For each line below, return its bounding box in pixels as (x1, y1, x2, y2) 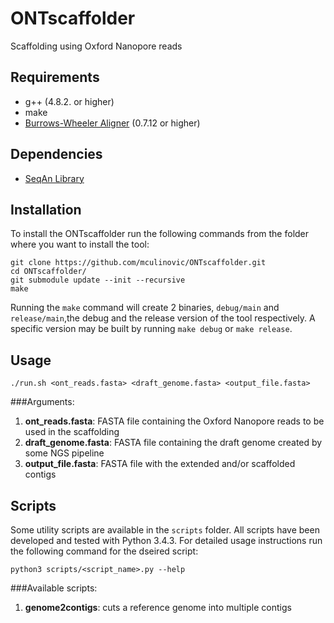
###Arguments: (10, 396, 75, 408)
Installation (10, 201, 82, 218)
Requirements (10, 69, 100, 86)
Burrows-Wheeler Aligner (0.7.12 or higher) (24, 117, 201, 129)
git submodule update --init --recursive (10, 275, 186, 286)
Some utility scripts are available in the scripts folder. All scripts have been (10, 524, 320, 536)
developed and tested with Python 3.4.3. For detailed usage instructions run (10, 535, 323, 546)
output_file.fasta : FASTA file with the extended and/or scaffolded (24, 458, 296, 470)
